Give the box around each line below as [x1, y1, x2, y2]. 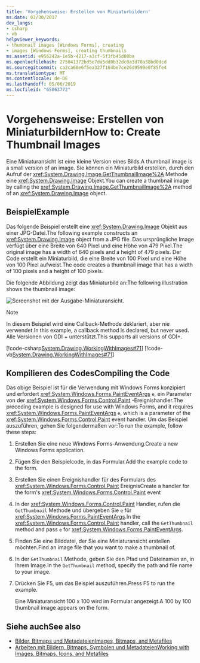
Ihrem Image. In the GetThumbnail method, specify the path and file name [14, 562, 193, 569]
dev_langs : [6, 20, 33, 26]
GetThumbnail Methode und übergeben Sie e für [14, 507, 132, 514]
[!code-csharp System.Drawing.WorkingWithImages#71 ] [6, 344, 143, 352]
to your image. [14, 568, 51, 576]
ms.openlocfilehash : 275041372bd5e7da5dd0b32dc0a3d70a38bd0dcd [6, 59, 167, 65]
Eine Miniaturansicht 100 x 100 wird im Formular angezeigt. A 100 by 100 [14, 598, 192, 605]
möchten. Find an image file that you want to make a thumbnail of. [14, 544, 176, 551]
